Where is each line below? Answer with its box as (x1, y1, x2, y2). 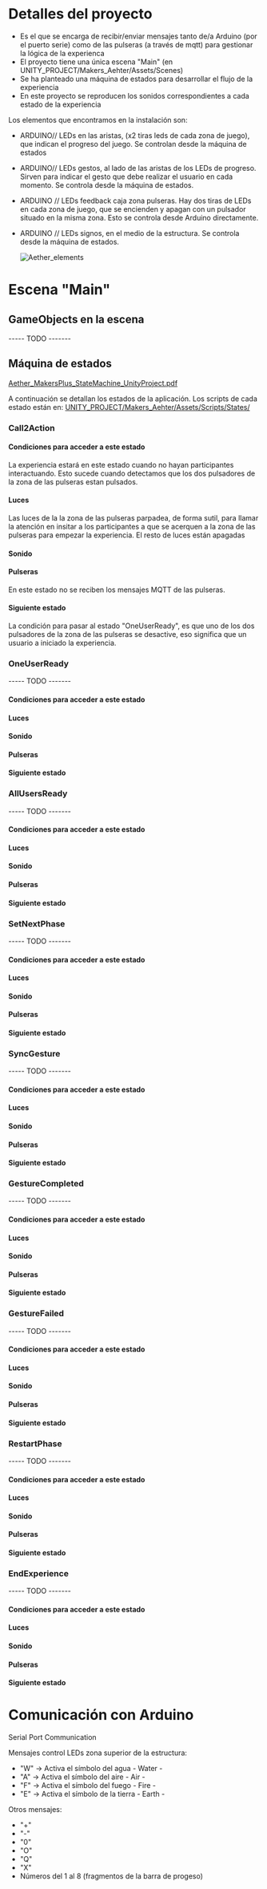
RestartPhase (8, 1437, 62, 1449)
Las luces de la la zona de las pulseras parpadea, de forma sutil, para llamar (8, 513, 259, 523)
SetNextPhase (8, 918, 66, 929)
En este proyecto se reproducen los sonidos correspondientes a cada (19, 91, 249, 100)
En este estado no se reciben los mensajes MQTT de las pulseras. (8, 585, 225, 594)
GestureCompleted (8, 1178, 84, 1190)
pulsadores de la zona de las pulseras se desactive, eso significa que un (8, 630, 247, 639)
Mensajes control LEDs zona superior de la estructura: (8, 1748, 188, 1757)
